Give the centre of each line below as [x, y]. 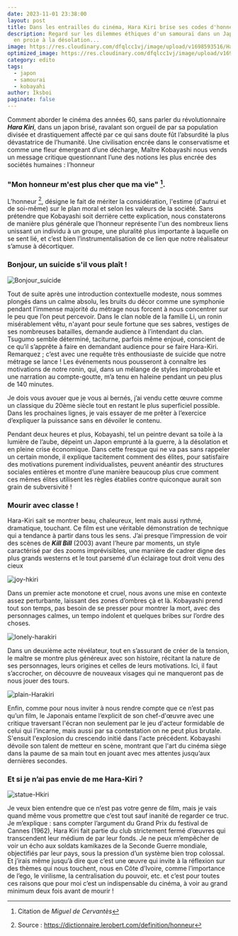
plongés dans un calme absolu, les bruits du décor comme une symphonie [116, 301]
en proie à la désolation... [57, 40]
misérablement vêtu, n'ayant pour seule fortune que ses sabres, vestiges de [118, 324]
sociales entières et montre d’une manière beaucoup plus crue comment [113, 472]
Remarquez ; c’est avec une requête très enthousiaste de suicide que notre [117, 354]
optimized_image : [33, 54]
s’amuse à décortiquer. [41, 246]
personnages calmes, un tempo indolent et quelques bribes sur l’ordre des [116, 616]
